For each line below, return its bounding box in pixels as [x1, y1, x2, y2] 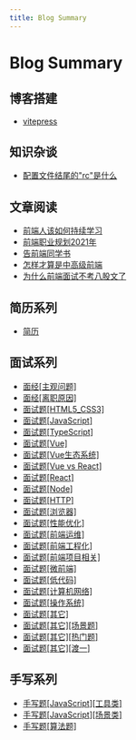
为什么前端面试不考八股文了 [22, 270, 127, 282]
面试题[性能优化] [22, 517, 85, 528]
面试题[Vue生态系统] [22, 449, 100, 460]
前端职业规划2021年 [22, 237, 97, 248]
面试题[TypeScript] [22, 426, 93, 437]
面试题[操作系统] [22, 597, 85, 608]
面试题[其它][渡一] [22, 643, 91, 654]
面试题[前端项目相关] [22, 552, 102, 563]
